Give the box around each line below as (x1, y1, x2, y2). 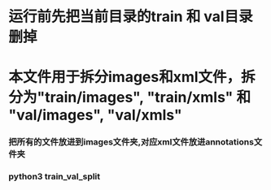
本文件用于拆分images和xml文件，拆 (8, 68, 256, 86)
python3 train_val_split (8, 171, 101, 183)
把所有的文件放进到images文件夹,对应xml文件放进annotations (8, 136, 255, 148)
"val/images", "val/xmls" (8, 106, 182, 124)
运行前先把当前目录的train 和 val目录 (8, 7, 254, 26)
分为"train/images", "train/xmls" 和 (8, 89, 251, 106)
